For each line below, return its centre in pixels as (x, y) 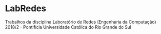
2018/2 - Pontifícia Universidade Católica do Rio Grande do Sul (68, 27)
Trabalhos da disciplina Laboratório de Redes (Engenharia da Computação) (80, 22)
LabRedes (26, 8)
